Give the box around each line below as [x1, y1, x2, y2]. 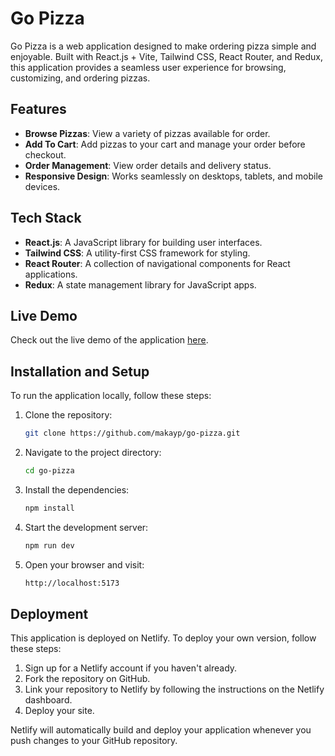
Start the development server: [24, 521, 149, 533]
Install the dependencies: [24, 483, 130, 496]
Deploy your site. [24, 705, 95, 717]
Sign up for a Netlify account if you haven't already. [24, 662, 238, 674]
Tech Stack [10, 210, 82, 227]
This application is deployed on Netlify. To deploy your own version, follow [10, 632, 317, 644]
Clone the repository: [24, 409, 113, 421]
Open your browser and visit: [24, 558, 145, 571]
